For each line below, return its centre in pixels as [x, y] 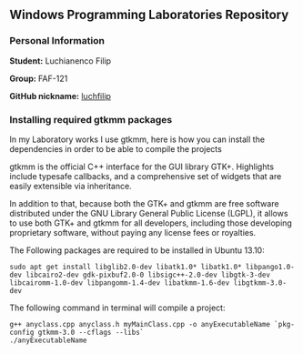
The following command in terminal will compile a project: [117, 308]
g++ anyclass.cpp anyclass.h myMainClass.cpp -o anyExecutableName [140, 324]
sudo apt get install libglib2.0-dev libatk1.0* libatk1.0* [126, 267]
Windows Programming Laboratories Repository [149, 15]
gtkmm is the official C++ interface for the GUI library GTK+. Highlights [142, 167]
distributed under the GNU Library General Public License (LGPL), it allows [149, 213]
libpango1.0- [270, 267]
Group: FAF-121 [39, 78]
